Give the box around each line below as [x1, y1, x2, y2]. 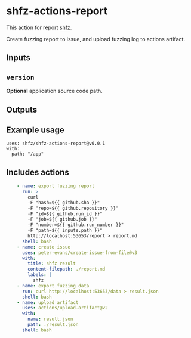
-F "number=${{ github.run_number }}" [27, 222, 124, 228]
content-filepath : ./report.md [27, 266, 106, 272]
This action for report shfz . [6, 24, 72, 31]
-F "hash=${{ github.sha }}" [27, 200, 100, 206]
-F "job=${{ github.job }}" [27, 216, 97, 222]
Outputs [6, 104, 38, 114]
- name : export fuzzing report [17, 183, 95, 189]
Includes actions [6, 167, 70, 177]
